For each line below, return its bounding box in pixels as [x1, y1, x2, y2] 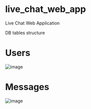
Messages [5, 81, 49, 93]
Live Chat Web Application [5, 20, 60, 26]
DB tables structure [5, 29, 45, 35]
